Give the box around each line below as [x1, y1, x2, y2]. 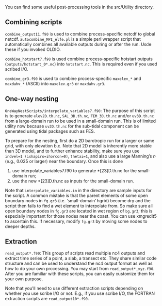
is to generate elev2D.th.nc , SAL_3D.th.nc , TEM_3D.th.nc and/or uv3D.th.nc [5, 113, 154, 118]
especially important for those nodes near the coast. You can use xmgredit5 [5, 213, 157, 219]
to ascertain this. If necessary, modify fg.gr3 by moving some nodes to [5, 218, 147, 224]
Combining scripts [5, 18, 62, 26]
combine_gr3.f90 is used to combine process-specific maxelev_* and [5, 75, 142, 81]
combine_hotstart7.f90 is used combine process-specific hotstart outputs [5, 56, 153, 62]
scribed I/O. [5, 66, 29, 72]
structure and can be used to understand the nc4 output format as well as [5, 260, 153, 266]
